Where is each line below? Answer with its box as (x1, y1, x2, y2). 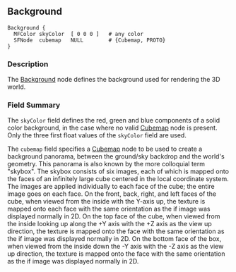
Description (7, 59, 49, 69)
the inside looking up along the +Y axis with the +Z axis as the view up (7, 220, 212, 228)
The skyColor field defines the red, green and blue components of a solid (7, 116, 220, 125)
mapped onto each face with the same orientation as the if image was (7, 204, 211, 214)
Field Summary (7, 100, 61, 110)
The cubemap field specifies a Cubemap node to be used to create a (7, 144, 203, 154)
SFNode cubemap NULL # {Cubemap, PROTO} (13, 37, 166, 44)
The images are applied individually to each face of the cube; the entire (7, 183, 215, 191)
